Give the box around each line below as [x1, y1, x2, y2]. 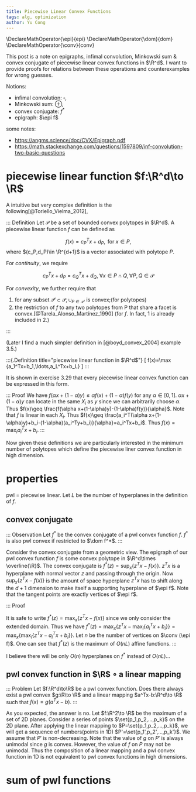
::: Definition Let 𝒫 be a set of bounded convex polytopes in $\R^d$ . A [6, 219, 174, 226]
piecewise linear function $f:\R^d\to [6, 170, 184, 183]
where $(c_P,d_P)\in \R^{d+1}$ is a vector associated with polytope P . [6, 248, 174, 255]
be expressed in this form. [6, 380, 69, 387]
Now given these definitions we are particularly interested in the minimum [6, 439, 184, 446]
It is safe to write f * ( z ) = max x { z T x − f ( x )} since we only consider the [6, 613, 171, 623]
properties [6, 472, 59, 485]
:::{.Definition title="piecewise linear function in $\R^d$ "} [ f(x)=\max [6, 356, 171, 364]
